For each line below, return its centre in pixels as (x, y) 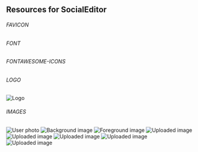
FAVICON (17, 25)
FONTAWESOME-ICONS (36, 62)
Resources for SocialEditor (56, 10)
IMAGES (16, 112)
